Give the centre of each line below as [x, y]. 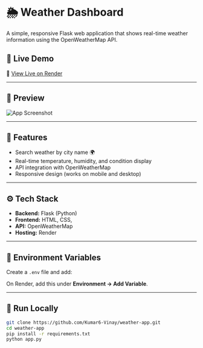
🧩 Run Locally [32, 308]
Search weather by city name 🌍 [55, 152]
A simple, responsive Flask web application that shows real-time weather [97, 33]
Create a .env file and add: [39, 272]
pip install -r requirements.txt [48, 334]
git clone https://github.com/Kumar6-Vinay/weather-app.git [84, 323]
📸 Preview [25, 98]
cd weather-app [25, 328]
